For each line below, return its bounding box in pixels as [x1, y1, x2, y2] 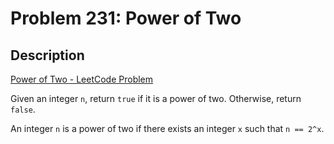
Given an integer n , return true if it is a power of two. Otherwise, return [10, 93, 302, 104]
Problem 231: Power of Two [10, 7, 242, 30]
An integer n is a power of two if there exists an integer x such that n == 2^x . [10, 123, 325, 134]
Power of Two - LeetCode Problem [10, 73, 154, 85]
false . [10, 103, 36, 115]
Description [10, 47, 85, 64]
